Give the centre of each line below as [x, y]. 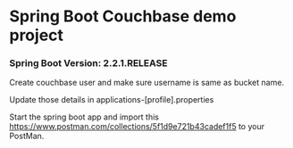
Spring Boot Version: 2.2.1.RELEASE [88, 63]
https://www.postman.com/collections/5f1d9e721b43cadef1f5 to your [137, 127]
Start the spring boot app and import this [84, 117]
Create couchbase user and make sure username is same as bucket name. [146, 83]
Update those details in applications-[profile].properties [112, 100]
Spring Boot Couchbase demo [123, 16]
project [37, 35]
